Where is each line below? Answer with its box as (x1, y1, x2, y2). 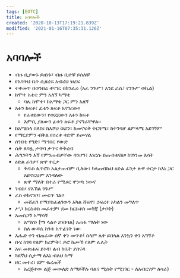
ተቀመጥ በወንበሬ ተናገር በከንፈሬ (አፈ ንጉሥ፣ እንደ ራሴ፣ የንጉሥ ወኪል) (14, 85, 154, 92)
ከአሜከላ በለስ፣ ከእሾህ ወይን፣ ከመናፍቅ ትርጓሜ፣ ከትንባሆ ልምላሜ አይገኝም (14, 124, 162, 132)
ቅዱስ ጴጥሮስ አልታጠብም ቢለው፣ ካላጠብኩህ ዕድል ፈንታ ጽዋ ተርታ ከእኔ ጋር (23, 165, 174, 172)
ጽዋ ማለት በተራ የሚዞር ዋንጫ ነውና (23, 178, 96, 185)
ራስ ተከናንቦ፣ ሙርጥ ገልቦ (14, 192, 65, 199)
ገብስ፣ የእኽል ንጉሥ (14, 185, 53, 192)
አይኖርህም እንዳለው (23, 171, 64, 179)
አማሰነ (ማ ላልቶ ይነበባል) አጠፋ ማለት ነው (23, 218, 109, 226)
